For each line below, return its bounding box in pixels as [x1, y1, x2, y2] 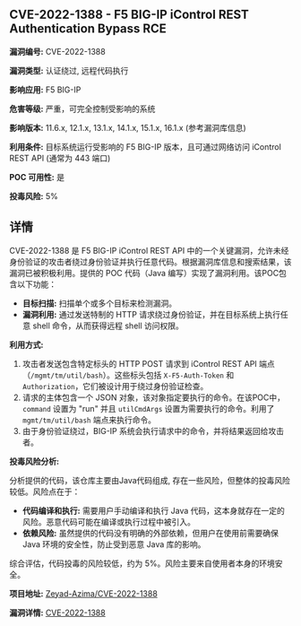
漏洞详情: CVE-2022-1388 [9, 607, 106, 618]
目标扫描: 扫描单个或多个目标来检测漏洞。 [21, 298, 177, 309]
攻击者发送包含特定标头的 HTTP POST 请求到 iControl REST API [21, 358, 257, 369]
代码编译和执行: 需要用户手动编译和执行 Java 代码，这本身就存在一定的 [21, 505, 285, 516]
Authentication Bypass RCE [9, 22, 168, 37]
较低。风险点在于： [9, 486, 81, 497]
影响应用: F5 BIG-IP [9, 84, 82, 95]
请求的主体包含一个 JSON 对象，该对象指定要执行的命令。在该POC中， [21, 392, 285, 403]
